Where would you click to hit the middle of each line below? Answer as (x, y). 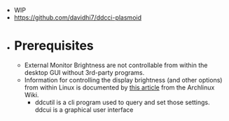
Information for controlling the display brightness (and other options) (123, 80)
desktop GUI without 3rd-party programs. (84, 72)
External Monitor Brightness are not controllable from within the (116, 65)
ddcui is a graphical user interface (84, 109)
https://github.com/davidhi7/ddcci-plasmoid (78, 17)
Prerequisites (54, 46)
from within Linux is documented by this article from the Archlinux (119, 87)
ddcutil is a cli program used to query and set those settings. (122, 102)
